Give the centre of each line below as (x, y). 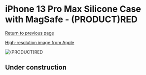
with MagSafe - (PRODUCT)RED (71, 19)
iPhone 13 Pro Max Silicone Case (73, 9)
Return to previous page (30, 33)
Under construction (36, 67)
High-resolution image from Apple (40, 42)
